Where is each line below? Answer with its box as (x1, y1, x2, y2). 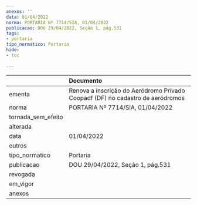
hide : (6, 47, 19, 53)
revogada (9, 170, 35, 178)
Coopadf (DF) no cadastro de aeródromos (69, 93, 185, 102)
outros (9, 142, 28, 150)
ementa (9, 90, 30, 98)
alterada (9, 122, 32, 130)
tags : (6, 31, 19, 36)
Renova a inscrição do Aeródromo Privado (69, 86, 185, 95)
